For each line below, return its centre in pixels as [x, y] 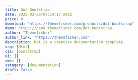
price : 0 [14, 19]
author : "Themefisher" [29, 33]
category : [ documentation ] [33, 65]
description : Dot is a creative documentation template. [65, 42]
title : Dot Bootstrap [28, 10]
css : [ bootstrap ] [23, 51]
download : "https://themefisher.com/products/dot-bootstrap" [70, 24]
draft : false [19, 70]
